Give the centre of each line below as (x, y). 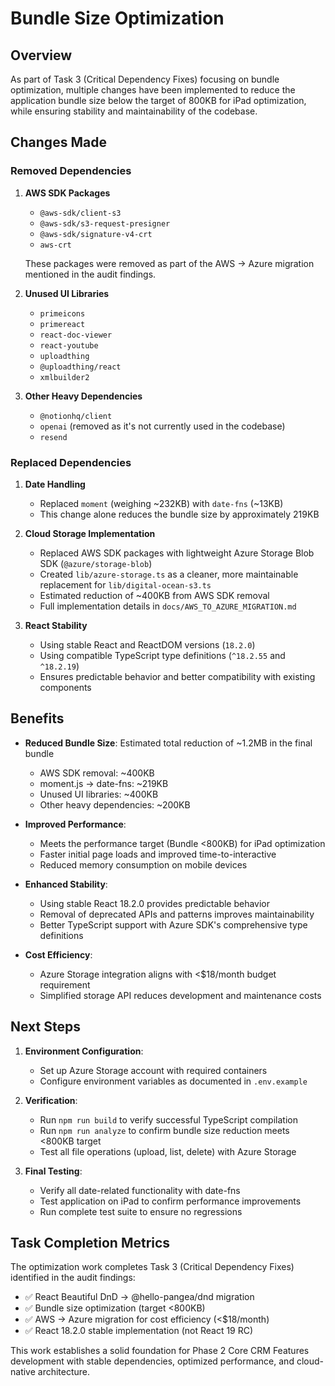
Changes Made (58, 142)
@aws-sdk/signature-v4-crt (96, 234)
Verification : (51, 1100)
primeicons (62, 313)
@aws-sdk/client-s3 (80, 213)
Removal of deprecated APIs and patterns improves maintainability (177, 914)
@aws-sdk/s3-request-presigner (105, 223)
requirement (65, 984)
